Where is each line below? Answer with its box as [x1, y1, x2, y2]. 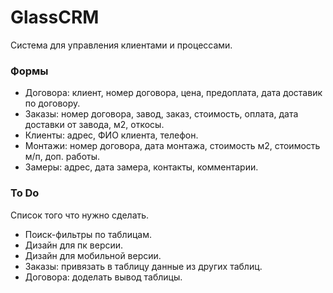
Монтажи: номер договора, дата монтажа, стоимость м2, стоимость [24, 140, 321, 152]
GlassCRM [10, 6, 100, 29]
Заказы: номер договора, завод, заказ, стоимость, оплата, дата [24, 108, 299, 120]
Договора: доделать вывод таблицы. [24, 271, 183, 283]
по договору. [24, 97, 81, 110]
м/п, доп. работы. [24, 151, 101, 163]
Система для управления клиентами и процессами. [10, 39, 233, 51]
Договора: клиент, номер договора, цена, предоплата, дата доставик [24, 87, 323, 99]
